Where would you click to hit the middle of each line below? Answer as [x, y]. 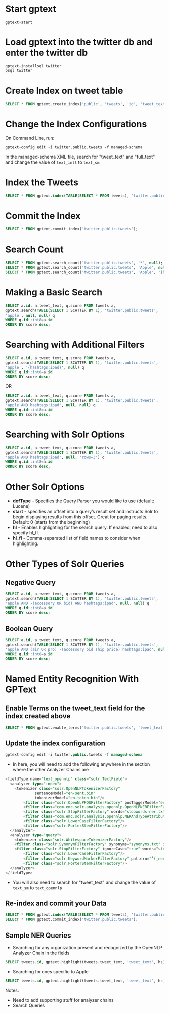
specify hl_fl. [26, 533]
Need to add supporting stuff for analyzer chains [63, 1000]
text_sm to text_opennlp [37, 887]
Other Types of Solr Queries [65, 564]
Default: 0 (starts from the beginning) [51, 522]
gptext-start [19, 22]
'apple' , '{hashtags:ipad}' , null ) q [45, 367]
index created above [38, 716]
